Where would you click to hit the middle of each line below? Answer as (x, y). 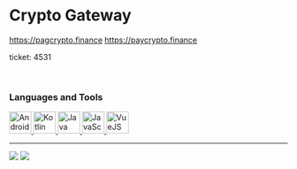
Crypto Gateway (70, 15)
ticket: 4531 (30, 57)
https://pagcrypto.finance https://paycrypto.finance (103, 40)
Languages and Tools (56, 96)
